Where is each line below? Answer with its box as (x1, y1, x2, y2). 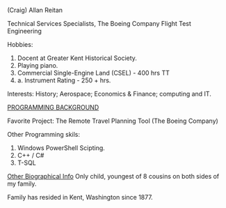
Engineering (7, 27, 42, 35)
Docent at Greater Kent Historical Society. (17, 54, 138, 62)
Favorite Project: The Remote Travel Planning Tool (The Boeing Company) (7, 117, 219, 125)
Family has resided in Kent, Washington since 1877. (7, 193, 153, 201)
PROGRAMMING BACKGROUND (7, 103, 99, 111)
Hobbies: (7, 40, 33, 48)
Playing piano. (17, 61, 58, 69)
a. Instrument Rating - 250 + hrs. (17, 76, 111, 84)
